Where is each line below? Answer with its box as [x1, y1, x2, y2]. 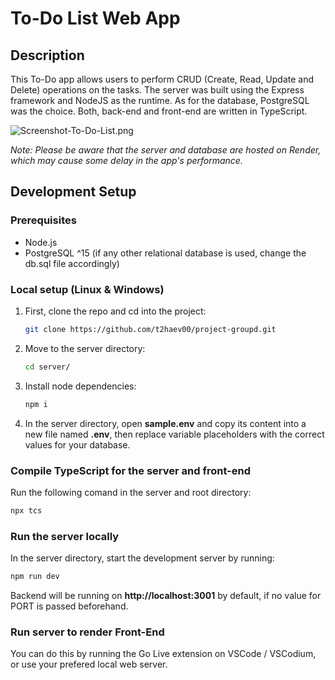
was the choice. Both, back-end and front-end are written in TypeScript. [10, 105, 308, 117]
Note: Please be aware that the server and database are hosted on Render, [10, 144, 322, 156]
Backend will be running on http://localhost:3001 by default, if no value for [10, 589, 322, 601]
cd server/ [24, 362, 71, 372]
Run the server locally [10, 529, 120, 543]
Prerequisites [10, 213, 77, 227]
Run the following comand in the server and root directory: [10, 486, 252, 498]
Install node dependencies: [24, 380, 137, 392]
